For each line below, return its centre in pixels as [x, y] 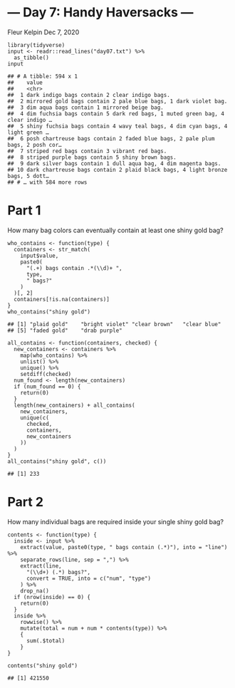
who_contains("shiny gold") [49, 312]
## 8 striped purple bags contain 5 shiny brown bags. [92, 157]
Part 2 [26, 502]
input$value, [40, 256]
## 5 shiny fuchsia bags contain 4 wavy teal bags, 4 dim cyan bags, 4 [117, 126]
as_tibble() [32, 58]
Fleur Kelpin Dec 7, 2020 [43, 32]
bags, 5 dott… [28, 176]
